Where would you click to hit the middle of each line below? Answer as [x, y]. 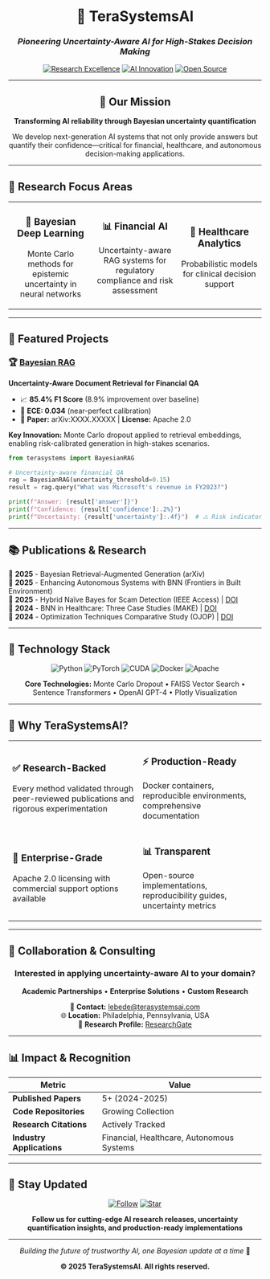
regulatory [135, 271]
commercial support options [65, 889]
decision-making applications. [135, 154]
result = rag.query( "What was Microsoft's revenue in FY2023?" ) [118, 488]
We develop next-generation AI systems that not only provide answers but [135, 137]
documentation [171, 816]
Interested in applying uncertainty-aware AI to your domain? [135, 974]
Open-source [168, 876]
